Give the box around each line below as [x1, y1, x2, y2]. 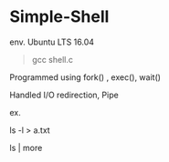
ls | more [9, 142, 43, 153]
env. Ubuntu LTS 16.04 [9, 36, 94, 47]
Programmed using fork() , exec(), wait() [9, 71, 162, 83]
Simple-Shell [9, 6, 110, 27]
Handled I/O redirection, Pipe [9, 89, 119, 100]
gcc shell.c [31, 54, 73, 65]
